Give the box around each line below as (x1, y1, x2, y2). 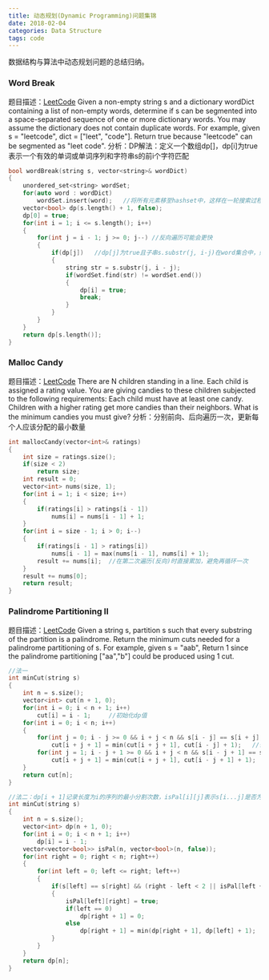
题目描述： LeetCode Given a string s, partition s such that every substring (8, 625, 252, 635)
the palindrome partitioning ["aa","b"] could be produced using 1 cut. (8, 651, 235, 661)
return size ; (37, 468, 81, 476)
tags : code (8, 34, 45, 42)
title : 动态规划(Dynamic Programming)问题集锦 (8, 11, 157, 20)
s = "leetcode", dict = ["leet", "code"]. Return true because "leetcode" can (8, 131, 253, 141)
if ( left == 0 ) (65, 905, 113, 913)
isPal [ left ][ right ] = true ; (65, 897, 159, 905)
